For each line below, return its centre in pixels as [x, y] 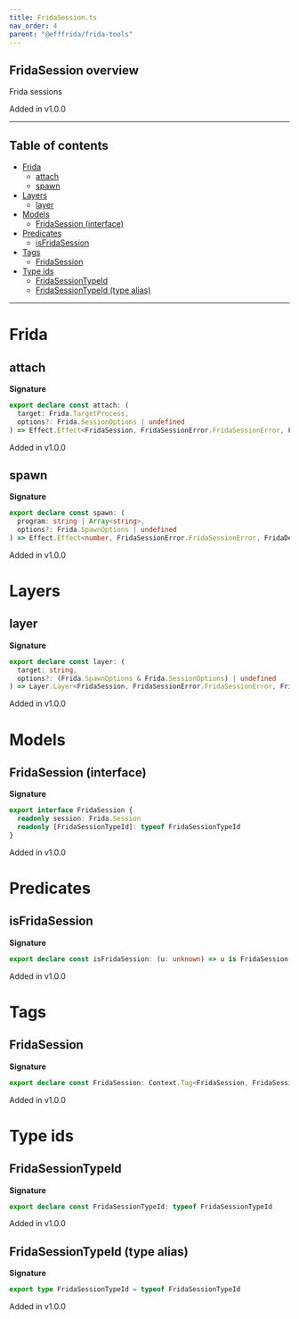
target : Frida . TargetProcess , [73, 413]
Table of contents [59, 145]
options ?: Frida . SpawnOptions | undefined [97, 530]
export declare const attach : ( [69, 405]
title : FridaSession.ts [53, 17]
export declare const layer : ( [67, 661]
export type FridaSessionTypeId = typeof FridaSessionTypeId [125, 1290]
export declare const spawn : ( [67, 513]
